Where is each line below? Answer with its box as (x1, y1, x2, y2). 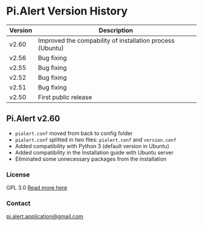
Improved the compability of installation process (38, 36, 175, 45)
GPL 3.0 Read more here (6, 184, 68, 192)
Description (98, 26, 134, 34)
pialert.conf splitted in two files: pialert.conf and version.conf (14, 136, 176, 143)
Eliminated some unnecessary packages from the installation (14, 155, 167, 163)
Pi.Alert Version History (6, 4, 128, 18)
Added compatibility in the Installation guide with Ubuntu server (14, 149, 174, 156)
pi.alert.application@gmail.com (6, 213, 83, 220)
